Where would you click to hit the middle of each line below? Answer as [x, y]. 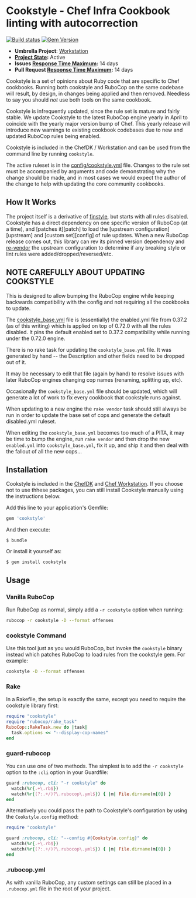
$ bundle [17, 541]
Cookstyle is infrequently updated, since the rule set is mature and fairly [93, 111]
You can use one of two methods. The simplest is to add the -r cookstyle [95, 766]
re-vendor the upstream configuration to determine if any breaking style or [96, 247]
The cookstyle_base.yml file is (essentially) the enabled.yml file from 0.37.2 [97, 319]
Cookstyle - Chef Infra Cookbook [88, 11]
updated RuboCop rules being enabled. [54, 136]
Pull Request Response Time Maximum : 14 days [74, 69]
